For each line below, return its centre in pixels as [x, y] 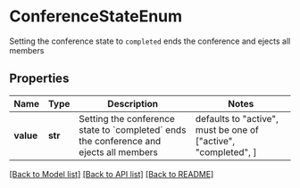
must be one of [227, 129]
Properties [39, 79]
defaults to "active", [237, 119]
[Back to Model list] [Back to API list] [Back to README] [112, 174]
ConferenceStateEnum [96, 16]
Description [133, 103]
